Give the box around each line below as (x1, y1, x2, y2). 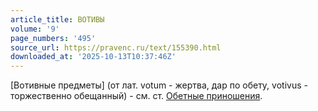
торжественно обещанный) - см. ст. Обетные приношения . (10, 90, 263, 102)
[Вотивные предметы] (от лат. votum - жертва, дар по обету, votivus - (10, 79, 308, 91)
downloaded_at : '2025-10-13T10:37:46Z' (10, 52, 177, 62)
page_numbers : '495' (10, 33, 97, 43)
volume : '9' (10, 24, 60, 34)
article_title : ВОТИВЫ (10, 14, 105, 25)
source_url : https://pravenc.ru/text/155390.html (10, 42, 222, 53)
